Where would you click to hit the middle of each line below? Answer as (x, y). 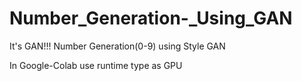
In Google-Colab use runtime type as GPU (96, 65)
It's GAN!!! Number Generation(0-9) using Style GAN (117, 46)
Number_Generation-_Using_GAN (151, 18)
